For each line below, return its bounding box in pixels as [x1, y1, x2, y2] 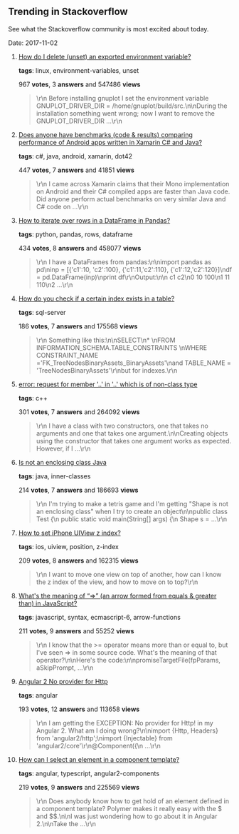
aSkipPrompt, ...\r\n [36, 663, 94, 672]
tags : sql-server [18, 308, 66, 316]
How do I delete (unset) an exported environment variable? [18, 52, 191, 61]
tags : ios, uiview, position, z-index [18, 542, 119, 551]
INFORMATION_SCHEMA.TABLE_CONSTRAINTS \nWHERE [36, 343, 208, 352]
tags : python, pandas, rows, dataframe [18, 230, 133, 238]
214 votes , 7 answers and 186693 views [18, 486, 139, 494]
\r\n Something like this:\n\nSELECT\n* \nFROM [36, 336, 176, 344]
